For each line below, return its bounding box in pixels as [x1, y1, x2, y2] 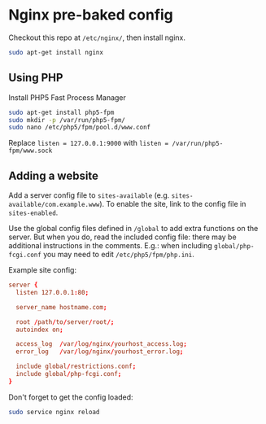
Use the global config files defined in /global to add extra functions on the [8, 224, 259, 234]
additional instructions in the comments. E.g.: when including [8, 241, 213, 251]
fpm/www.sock [8, 146, 53, 155]
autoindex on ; [15, 326, 63, 334]
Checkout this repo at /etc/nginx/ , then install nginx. [8, 33, 185, 42]
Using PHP [8, 71, 63, 85]
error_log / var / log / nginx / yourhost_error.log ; [15, 348, 184, 356]
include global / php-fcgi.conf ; [15, 370, 122, 378]
